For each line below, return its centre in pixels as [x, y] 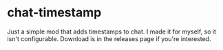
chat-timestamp [54, 13]
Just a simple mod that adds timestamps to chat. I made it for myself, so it [112, 32]
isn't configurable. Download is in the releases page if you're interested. [109, 38]
